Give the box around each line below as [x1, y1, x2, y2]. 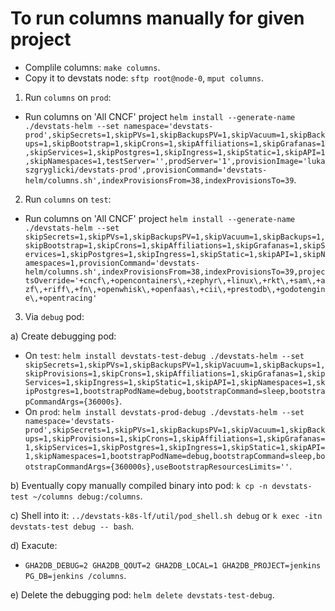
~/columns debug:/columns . [32, 490, 143, 502]
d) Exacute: [10, 539, 58, 551]
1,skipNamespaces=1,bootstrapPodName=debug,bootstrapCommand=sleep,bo [24, 451, 326, 461]
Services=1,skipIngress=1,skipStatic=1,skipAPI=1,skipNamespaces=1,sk [24, 377, 326, 387]
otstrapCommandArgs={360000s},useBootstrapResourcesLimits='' [24, 462, 290, 472]
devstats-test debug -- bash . [10, 520, 135, 532]
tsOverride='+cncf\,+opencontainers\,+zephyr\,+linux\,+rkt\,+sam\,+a [24, 275, 326, 286]
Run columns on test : [24, 193, 112, 205]
